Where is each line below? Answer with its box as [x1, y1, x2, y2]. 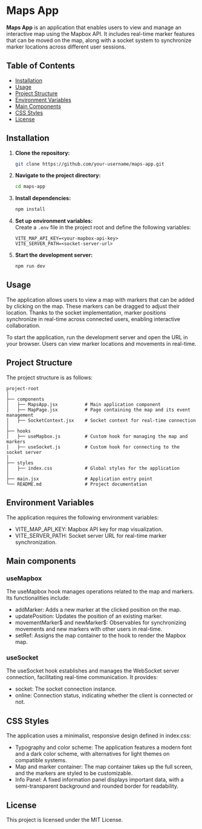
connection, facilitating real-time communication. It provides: [6, 674, 158, 681]
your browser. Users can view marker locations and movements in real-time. [6, 340, 197, 347]
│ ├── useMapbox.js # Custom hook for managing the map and [6, 433, 188, 439]
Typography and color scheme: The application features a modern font [15, 744, 192, 751]
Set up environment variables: [15, 217, 93, 225]
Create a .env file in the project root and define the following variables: [15, 224, 192, 231]
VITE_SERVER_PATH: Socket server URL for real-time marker [15, 532, 167, 539]
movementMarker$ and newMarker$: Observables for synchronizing [15, 619, 186, 626]
